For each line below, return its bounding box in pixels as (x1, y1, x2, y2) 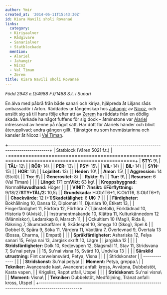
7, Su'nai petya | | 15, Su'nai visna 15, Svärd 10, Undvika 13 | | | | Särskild (5, 248, 154, 254)
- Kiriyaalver (9, 30, 39, 35)
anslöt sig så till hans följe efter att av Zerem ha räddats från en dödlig (5, 111, 149, 117)
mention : (9, 49, 28, 54)
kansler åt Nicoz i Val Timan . (5, 132, 64, 138)
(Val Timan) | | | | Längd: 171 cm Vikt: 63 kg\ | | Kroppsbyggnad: (5, 179, 137, 185)
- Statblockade (9, 44, 41, 49)
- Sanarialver (9, 40, 39, 45)
